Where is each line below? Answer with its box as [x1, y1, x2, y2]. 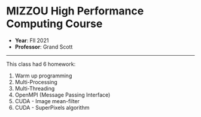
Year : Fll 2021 [14, 37, 49, 44]
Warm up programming [14, 72, 72, 79]
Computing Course [6, 17, 103, 31]
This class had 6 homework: [6, 60, 76, 67]
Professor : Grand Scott [14, 43, 73, 50]
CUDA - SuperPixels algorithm [14, 104, 90, 111]
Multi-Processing [14, 78, 58, 85]
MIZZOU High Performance [6, 4, 144, 18]
